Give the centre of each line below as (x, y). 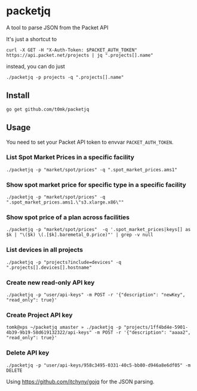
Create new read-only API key (50, 282)
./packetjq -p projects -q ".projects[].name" (65, 77)
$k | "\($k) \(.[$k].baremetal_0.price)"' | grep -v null (80, 235)
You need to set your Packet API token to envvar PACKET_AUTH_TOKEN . (90, 142)
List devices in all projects (45, 250)
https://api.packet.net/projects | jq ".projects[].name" (80, 55)
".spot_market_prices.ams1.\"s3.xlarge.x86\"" (65, 202)
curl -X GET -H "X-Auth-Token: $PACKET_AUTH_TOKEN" (72, 50)
